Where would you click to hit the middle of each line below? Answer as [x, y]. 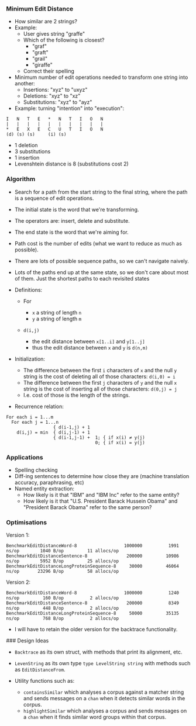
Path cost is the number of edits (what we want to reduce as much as [98, 243]
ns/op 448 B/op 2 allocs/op [62, 609]
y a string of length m [57, 319]
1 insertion [27, 158]
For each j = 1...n [35, 422]
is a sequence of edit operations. [54, 198]
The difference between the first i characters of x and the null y [100, 370]
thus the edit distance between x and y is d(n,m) [90, 347]
